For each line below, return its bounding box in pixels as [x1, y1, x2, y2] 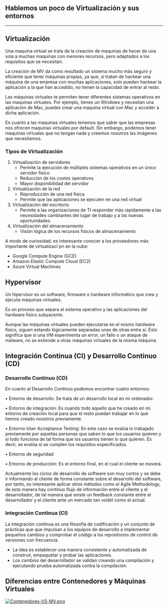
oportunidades [19, 217, 50, 223]
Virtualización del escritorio [12, 201, 69, 207]
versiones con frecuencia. [5, 537, 59, 543]
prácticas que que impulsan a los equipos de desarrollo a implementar [5, 526, 150, 532]
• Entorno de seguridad [5, 451, 54, 457]
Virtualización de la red [12, 185, 60, 191]
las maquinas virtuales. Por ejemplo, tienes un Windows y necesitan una [5, 99, 154, 105]
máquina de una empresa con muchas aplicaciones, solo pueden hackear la [5, 78, 161, 84]
